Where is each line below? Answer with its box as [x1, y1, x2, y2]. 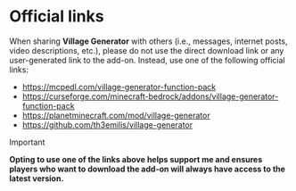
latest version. [9, 172, 64, 184]
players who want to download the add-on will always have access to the [9, 163, 285, 174]
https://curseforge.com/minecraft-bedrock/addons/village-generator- [21, 91, 279, 102]
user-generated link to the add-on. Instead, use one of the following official [9, 54, 285, 65]
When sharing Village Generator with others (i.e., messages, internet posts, [9, 36, 288, 46]
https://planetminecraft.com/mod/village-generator [21, 110, 211, 120]
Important [9, 137, 45, 147]
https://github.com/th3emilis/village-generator [21, 119, 193, 130]
